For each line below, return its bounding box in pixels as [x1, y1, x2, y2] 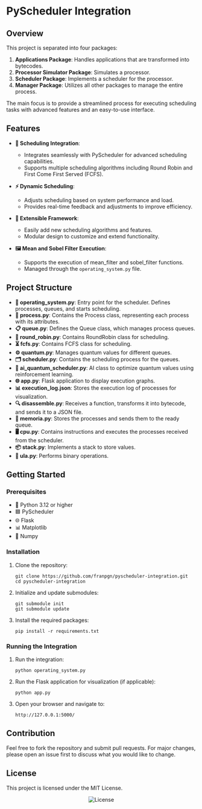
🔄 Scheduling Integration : [14, 139, 80, 147]
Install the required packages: [14, 617, 89, 624]
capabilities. [24, 157, 54, 165]
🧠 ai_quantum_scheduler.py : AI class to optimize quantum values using [14, 364, 194, 372]
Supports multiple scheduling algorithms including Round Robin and [24, 164, 193, 171]
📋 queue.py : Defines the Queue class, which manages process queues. [14, 325, 195, 332]
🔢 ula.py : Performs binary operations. [14, 452, 109, 459]
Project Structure [6, 282, 72, 293]
